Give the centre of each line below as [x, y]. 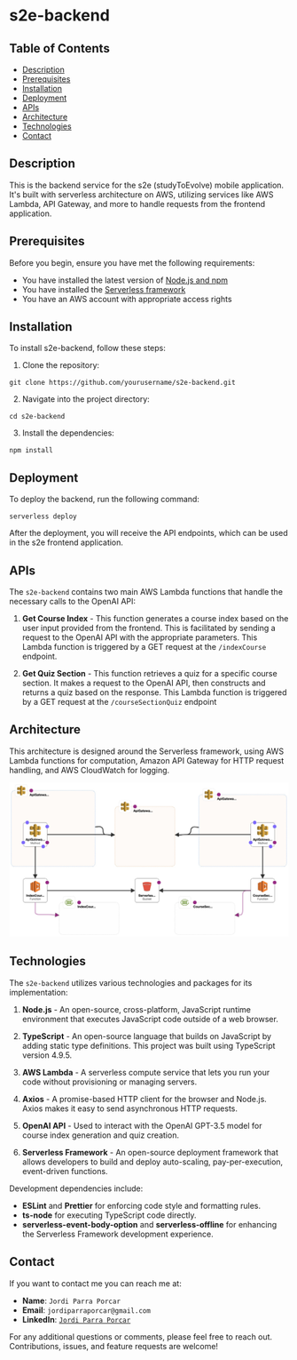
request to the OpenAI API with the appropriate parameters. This [140, 637]
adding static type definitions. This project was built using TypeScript [148, 1045]
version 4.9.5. [47, 1055]
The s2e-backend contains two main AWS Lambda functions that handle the [146, 592]
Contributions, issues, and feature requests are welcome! [114, 1346]
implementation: [39, 992]
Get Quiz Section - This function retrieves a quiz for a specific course [149, 674]
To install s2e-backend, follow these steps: [87, 348]
